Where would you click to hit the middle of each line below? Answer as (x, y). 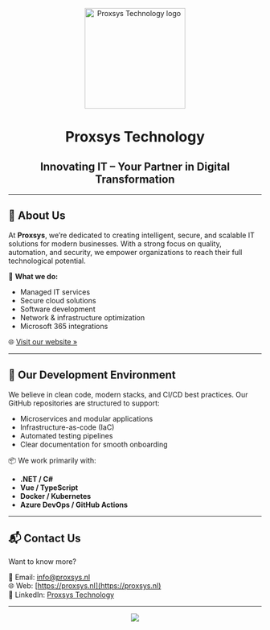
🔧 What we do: (33, 276)
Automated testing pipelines (66, 435)
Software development (57, 309)
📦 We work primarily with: (52, 460)
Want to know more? (43, 562)
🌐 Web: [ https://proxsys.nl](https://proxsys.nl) (85, 586)
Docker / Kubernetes (55, 496)
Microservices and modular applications (86, 418)
